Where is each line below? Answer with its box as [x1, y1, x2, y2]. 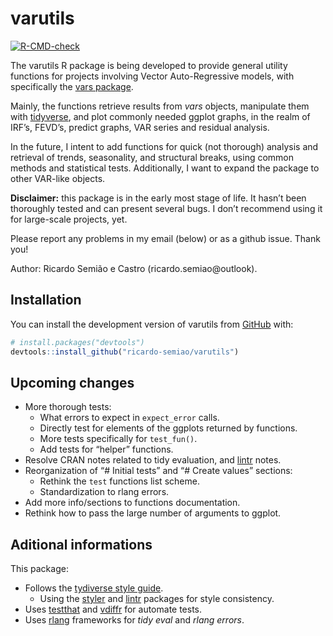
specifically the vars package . [10, 80, 134, 92]
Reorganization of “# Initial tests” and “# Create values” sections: [24, 465, 293, 477]
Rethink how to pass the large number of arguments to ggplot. [24, 507, 282, 519]
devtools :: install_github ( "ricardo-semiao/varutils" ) [10, 347, 240, 357]
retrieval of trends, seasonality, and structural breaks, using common [10, 151, 295, 163]
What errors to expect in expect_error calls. [39, 412, 220, 424]
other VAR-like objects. [10, 172, 106, 184]
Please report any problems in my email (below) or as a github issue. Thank [10, 232, 321, 244]
